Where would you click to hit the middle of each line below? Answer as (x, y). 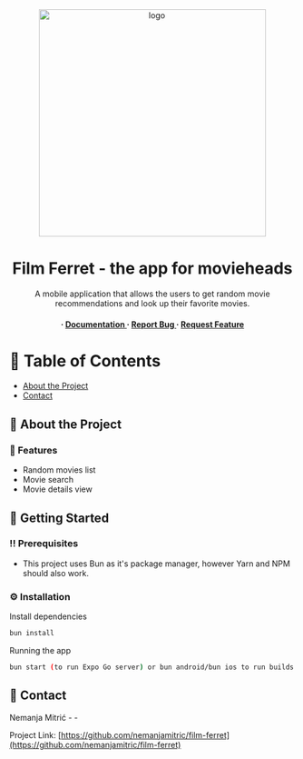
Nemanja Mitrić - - (44, 717)
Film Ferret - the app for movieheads (152, 269)
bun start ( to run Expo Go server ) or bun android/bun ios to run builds (152, 667)
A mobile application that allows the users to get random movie (152, 294)
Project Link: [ (35, 734)
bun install (32, 634)
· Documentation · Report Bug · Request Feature (152, 324)
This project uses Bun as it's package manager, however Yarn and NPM (156, 564)
